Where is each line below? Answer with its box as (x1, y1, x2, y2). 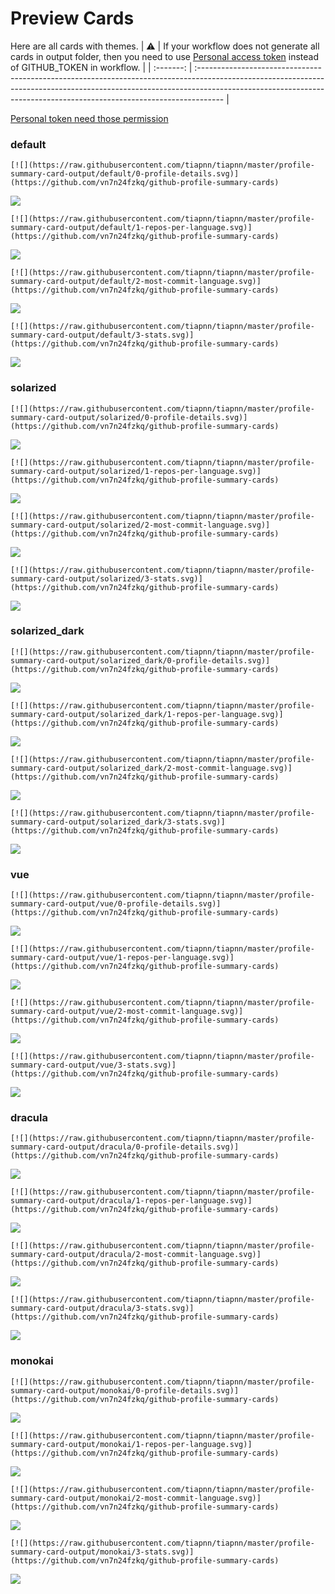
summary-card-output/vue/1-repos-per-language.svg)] (10, 953, 235, 963)
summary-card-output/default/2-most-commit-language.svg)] (10, 277, 262, 287)
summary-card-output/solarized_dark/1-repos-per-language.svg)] (10, 709, 284, 719)
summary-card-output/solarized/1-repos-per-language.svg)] (10, 466, 262, 476)
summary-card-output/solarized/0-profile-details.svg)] (10, 412, 248, 422)
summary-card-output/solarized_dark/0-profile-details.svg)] (10, 655, 271, 666)
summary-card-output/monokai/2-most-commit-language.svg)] (10, 1493, 262, 1503)
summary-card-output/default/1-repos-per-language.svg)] (10, 223, 253, 233)
